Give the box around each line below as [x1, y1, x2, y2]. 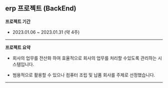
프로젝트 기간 [5, 18, 31, 24]
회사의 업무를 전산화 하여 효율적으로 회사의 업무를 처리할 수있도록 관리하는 [12, 55, 157, 61]
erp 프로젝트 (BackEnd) [5, 4, 76, 13]
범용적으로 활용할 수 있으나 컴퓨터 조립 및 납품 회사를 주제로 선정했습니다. [12, 71, 155, 78]
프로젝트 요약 [5, 44, 31, 50]
